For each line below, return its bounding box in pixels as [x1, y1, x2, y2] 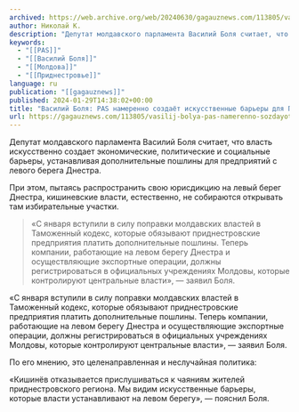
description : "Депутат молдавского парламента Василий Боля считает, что [9, 29, 289, 38]
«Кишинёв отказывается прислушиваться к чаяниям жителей [9, 375, 246, 385]
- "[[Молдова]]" [17, 63, 77, 72]
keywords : [9, 37, 46, 47]
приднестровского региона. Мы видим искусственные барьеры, [9, 384, 256, 394]
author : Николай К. [9, 21, 82, 30]
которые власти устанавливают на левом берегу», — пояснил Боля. [9, 393, 270, 404]
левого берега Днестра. [9, 166, 102, 176]
